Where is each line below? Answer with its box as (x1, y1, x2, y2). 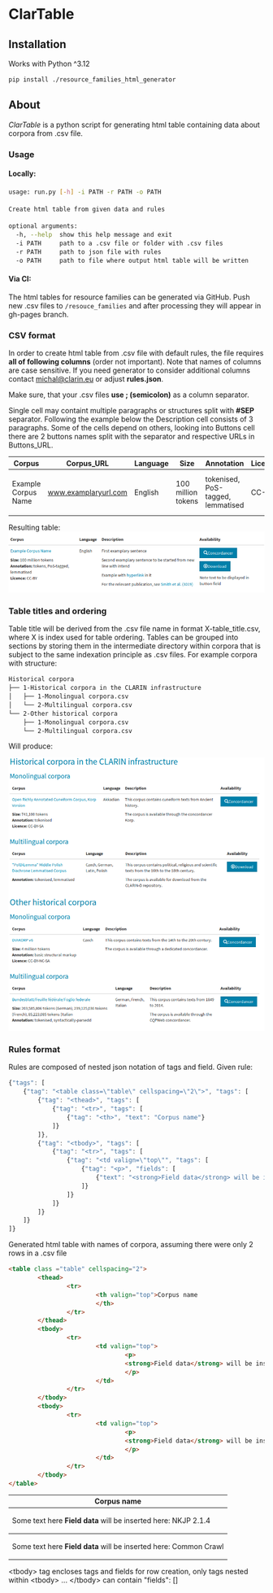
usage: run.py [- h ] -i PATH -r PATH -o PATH (8, 188, 162, 196)
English (133, 487, 159, 497)
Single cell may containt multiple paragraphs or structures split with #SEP (8, 406, 254, 416)
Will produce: (8, 741, 53, 751)
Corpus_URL (66, 458, 110, 468)
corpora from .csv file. (8, 128, 84, 138)
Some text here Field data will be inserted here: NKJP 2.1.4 (11, 1515, 211, 1525)
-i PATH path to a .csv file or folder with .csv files (15, 239, 223, 248)
